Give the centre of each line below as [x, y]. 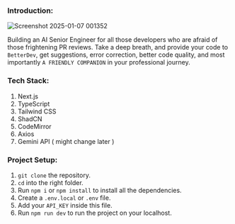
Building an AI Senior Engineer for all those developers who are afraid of [113, 40]
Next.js [28, 96]
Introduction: [30, 11]
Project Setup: [33, 159]
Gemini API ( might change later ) [66, 141]
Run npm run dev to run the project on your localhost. [94, 213]
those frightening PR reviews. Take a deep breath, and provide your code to [118, 47]
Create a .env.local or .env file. [64, 198]
